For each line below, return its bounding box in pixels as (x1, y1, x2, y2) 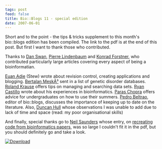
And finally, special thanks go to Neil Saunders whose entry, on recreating (5, 119, 153, 125)
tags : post (5, 7, 27, 12)
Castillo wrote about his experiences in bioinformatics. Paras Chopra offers (5, 89, 155, 95)
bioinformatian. (5, 64, 35, 70)
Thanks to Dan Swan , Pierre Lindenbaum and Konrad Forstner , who (5, 54, 140, 60)
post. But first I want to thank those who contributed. (5, 44, 111, 50)
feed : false (5, 12, 29, 17)
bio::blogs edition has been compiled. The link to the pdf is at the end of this (5, 39, 157, 45)
